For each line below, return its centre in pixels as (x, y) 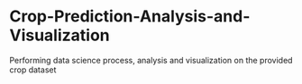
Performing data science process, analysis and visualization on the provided (151, 60)
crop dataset (33, 70)
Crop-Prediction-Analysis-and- (130, 17)
